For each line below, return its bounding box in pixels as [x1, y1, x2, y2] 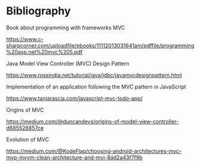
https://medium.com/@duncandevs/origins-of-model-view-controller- [6, 118, 179, 125]
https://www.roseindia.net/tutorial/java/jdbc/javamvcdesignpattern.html [6, 71, 182, 78]
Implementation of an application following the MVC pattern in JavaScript [6, 83, 186, 90]
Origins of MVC [6, 106, 44, 113]
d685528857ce [6, 124, 44, 131]
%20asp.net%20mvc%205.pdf [6, 48, 83, 55]
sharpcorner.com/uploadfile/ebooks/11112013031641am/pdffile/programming [6, 42, 195, 49]
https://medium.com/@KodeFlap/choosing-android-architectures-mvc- [6, 147, 182, 154]
